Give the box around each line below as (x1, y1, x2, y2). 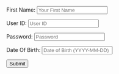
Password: (6, 33, 33, 40)
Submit (9, 61, 26, 67)
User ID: (6, 20, 27, 27)
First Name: (6, 6, 35, 13)
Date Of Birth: (6, 46, 41, 53)
